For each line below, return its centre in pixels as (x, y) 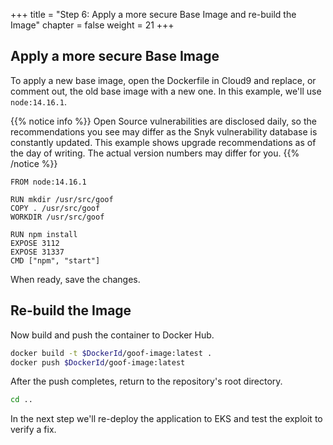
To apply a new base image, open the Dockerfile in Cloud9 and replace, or (163, 80)
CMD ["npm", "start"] (55, 260)
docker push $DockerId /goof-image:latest (98, 362)
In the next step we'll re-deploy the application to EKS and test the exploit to (166, 419)
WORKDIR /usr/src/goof (57, 217)
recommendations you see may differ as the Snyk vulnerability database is (164, 131)
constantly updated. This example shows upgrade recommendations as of (163, 142)
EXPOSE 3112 (35, 243)
